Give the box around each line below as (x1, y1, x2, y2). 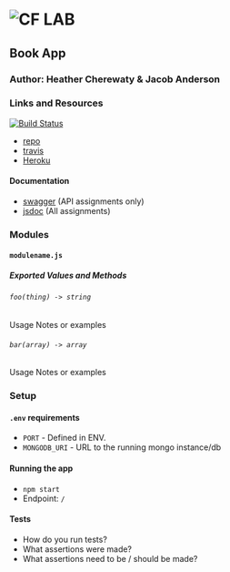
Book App (9, 46, 66, 61)
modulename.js (9, 250, 64, 260)
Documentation (9, 176, 70, 187)
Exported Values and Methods (9, 270, 127, 281)
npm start (22, 485, 61, 494)
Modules (9, 228, 50, 240)
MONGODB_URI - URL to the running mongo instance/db (22, 442, 222, 453)
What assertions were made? (22, 543, 133, 555)
